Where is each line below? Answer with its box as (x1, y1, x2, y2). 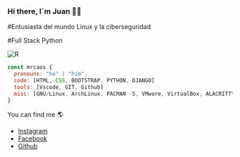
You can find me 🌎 (7, 110, 64, 119)
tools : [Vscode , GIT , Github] (14, 83, 104, 91)
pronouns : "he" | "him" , (14, 70, 88, 77)
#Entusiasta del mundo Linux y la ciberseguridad (7, 23, 151, 31)
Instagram (17, 126, 48, 135)
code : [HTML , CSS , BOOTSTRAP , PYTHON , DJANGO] (14, 77, 155, 85)
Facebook (17, 134, 48, 143)
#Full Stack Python (7, 36, 63, 45)
